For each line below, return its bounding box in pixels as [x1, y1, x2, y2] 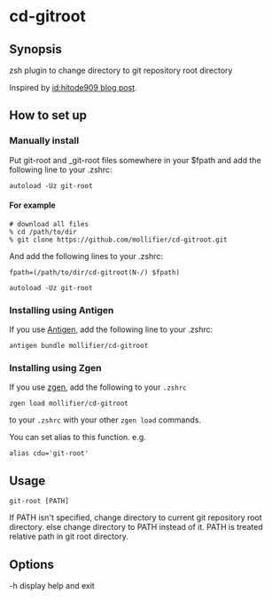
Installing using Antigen [9, 304, 114, 316]
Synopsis [9, 42, 62, 57]
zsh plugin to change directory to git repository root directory [9, 65, 233, 75]
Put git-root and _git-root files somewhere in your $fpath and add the [9, 154, 261, 165]
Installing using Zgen [9, 362, 102, 375]
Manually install [9, 135, 80, 147]
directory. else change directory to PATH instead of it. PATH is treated [9, 522, 263, 533]
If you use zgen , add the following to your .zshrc [9, 382, 188, 392]
